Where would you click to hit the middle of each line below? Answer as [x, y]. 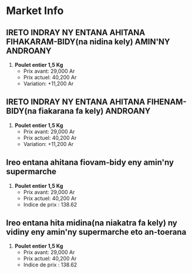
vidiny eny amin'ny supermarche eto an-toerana [96, 232]
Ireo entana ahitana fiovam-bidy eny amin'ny [90, 163]
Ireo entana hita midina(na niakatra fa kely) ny [92, 223]
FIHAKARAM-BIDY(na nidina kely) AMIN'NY [88, 41]
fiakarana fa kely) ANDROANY [94, 111]
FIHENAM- [166, 102]
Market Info [35, 11]
